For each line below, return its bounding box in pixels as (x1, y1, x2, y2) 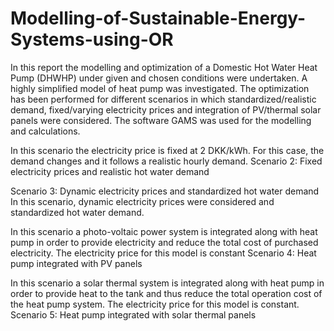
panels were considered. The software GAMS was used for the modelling (10, 114, 312, 126)
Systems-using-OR (10, 28, 174, 51)
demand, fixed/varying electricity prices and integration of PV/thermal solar (10, 103, 322, 116)
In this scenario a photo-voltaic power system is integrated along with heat (10, 225, 318, 237)
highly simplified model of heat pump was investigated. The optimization (10, 82, 310, 94)
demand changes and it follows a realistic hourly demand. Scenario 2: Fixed (10, 155, 323, 167)
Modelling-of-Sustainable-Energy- (10, 7, 307, 30)
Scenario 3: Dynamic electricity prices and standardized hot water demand (10, 185, 320, 197)
